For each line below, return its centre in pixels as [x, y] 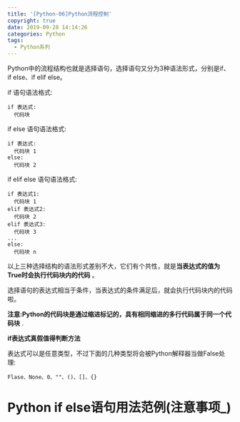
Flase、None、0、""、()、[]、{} [52, 377]
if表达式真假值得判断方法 [44, 338]
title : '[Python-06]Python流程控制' [60, 14]
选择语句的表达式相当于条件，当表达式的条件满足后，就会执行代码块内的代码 [120, 290]
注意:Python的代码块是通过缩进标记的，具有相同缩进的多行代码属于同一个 [116, 314]
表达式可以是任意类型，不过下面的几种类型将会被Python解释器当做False [113, 353]
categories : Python [36, 34]
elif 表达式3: [27, 225]
